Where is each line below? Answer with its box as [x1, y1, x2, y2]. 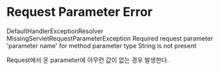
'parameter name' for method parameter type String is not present [6, 41, 196, 50]
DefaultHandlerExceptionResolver [6, 27, 104, 35]
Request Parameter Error [6, 4, 153, 20]
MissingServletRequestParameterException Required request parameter [6, 34, 214, 42]
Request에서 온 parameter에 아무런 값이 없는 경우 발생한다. [6, 56, 169, 64]
